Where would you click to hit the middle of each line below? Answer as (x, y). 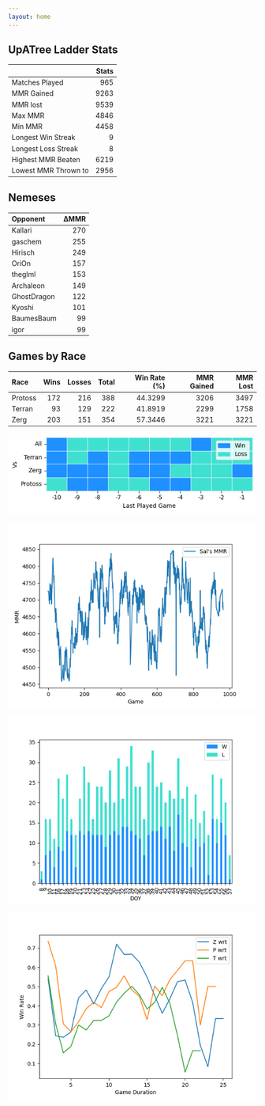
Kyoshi (22, 307)
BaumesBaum (34, 318)
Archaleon (28, 286)
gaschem (26, 241)
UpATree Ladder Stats (63, 50)
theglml (24, 275)
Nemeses (32, 198)
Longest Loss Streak (45, 148)
